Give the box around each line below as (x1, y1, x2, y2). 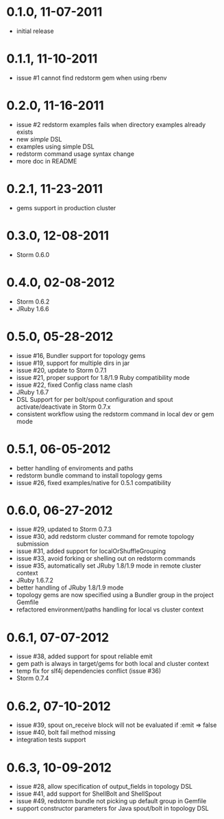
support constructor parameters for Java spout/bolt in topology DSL (16, 805, 210, 813)
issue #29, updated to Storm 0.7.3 (16, 525, 112, 533)
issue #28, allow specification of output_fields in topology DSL (16, 783, 193, 791)
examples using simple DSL (16, 142, 95, 150)
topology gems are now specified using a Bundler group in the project (16, 591, 214, 599)
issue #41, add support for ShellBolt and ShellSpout (16, 789, 162, 798)
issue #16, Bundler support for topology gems (16, 351, 146, 359)
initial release (16, 27, 54, 35)
